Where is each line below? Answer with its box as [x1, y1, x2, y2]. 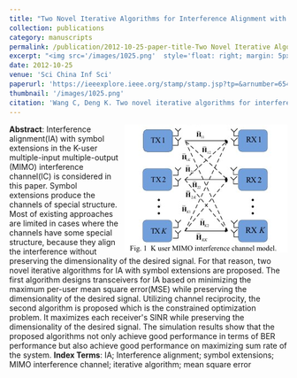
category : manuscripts [9, 33, 93, 42]
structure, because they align [9, 236, 117, 247]
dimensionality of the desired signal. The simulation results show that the [9, 321, 276, 332]
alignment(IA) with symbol [9, 133, 104, 143]
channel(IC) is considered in [9, 171, 112, 181]
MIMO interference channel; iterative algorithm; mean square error [9, 359, 252, 369]
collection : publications [9, 23, 104, 33]
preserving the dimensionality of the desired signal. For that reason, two [9, 255, 271, 266]
